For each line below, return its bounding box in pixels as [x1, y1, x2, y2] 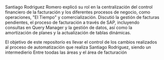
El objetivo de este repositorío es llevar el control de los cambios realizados [5, 39, 158, 45]
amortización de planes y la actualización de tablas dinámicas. [5, 30, 131, 35]
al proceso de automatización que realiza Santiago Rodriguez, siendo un [5, 45, 151, 50]
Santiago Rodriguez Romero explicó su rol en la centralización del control [5, 4, 153, 10]
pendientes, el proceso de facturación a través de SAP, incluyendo [5, 19, 140, 25]
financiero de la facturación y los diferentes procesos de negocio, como [5, 9, 150, 15]
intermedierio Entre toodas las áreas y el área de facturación [5, 49, 127, 55]
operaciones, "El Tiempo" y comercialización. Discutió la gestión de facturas [5, 15, 160, 20]
